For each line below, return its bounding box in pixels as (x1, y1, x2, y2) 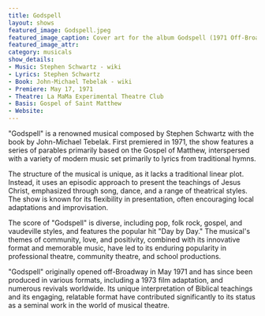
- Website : (8, 107, 44, 115)
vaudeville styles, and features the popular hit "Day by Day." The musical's (8, 227, 251, 235)
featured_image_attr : (8, 41, 80, 49)
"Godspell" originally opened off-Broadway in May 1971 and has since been (8, 267, 253, 276)
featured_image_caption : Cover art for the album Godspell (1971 (8, 33, 227, 42)
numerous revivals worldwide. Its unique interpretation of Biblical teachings (8, 284, 253, 293)
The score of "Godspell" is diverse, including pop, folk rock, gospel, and (8, 218, 243, 228)
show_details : (8, 56, 55, 64)
